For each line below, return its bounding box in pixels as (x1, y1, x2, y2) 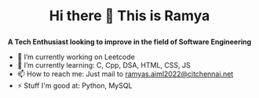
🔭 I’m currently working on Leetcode (16, 52, 135, 61)
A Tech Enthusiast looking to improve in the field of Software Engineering (7, 37, 252, 47)
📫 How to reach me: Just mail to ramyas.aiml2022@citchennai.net (16, 69, 234, 79)
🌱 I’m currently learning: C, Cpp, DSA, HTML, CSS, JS (16, 61, 192, 70)
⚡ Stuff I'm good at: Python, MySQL (16, 81, 133, 90)
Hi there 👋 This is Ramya (49, 7, 210, 25)
